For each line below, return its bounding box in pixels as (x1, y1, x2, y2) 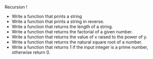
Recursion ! (4, 4, 27, 10)
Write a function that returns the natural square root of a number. (11, 39, 143, 45)
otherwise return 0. (11, 49, 51, 55)
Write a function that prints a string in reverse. (11, 19, 105, 24)
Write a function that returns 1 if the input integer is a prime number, (11, 44, 149, 50)
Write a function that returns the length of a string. (11, 24, 113, 29)
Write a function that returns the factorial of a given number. (11, 29, 133, 34)
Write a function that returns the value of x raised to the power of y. (11, 34, 148, 40)
